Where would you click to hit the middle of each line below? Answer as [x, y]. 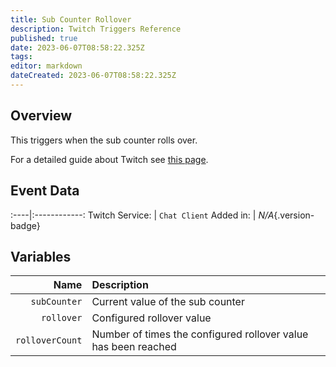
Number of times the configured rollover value [200, 334]
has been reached [134, 347]
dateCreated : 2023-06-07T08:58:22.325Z [93, 76]
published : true [44, 38]
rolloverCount [49, 340]
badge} [25, 225]
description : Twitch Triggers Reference [96, 29]
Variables [41, 256]
